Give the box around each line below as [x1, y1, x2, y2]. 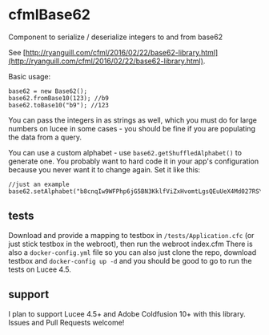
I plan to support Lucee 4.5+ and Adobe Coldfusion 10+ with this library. [8, 309, 246, 318]
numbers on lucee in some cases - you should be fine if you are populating [8, 123, 256, 133]
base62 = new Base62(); [8, 87, 88, 95]
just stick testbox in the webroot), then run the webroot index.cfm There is [8, 239, 254, 248]
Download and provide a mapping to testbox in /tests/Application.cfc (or [8, 230, 255, 240]
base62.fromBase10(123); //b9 [8, 94, 110, 102]
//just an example [8, 180, 70, 188]
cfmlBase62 [8, 6, 90, 24]
